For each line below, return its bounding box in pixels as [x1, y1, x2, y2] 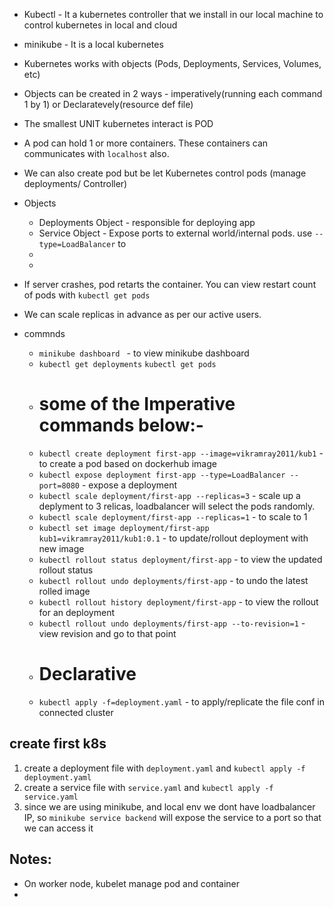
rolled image [38, 585, 91, 597]
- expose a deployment [81, 479, 178, 491]
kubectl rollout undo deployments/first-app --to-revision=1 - [38, 617, 306, 629]
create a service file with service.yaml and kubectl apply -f [23, 781, 274, 793]
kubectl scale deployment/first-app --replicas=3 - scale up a [38, 489, 301, 501]
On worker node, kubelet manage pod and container [23, 877, 241, 889]
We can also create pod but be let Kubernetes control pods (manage [23, 167, 307, 179]
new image [38, 542, 85, 554]
